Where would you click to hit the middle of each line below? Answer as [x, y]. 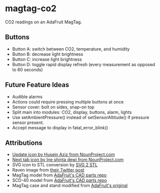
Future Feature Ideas [37, 85]
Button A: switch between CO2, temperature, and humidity [71, 49]
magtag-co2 [31, 9]
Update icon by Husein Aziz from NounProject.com [63, 155]
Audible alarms [27, 96]
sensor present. [28, 123]
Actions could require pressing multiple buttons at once [68, 102]
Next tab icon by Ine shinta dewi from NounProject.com [68, 160]
